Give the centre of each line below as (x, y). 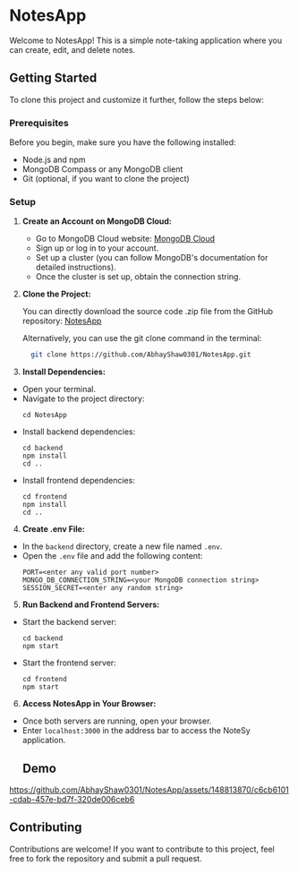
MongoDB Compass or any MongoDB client (102, 169)
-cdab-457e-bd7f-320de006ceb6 (72, 800)
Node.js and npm (54, 160)
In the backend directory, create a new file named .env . (122, 546)
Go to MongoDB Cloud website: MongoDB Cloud (125, 239)
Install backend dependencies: (79, 432)
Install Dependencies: (64, 372)
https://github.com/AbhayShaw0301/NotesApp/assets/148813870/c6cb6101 (149, 790)
